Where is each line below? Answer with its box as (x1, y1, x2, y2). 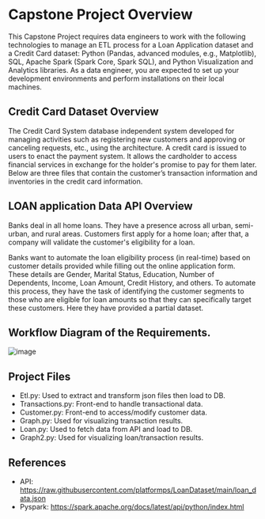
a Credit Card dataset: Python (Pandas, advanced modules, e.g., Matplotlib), (8, 48, 257, 58)
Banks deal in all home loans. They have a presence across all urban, (8, 220, 233, 230)
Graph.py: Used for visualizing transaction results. (19, 416, 184, 426)
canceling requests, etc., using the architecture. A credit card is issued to (8, 142, 247, 152)
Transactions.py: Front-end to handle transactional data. (19, 400, 203, 409)
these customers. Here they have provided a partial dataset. (8, 303, 204, 313)
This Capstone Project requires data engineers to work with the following (8, 32, 247, 41)
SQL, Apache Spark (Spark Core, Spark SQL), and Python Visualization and (8, 57, 254, 66)
